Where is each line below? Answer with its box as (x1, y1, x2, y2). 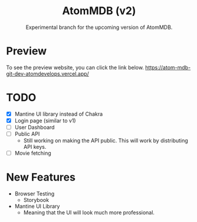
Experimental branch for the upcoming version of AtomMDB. (25, 24, 173, 31)
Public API (14, 130, 40, 137)
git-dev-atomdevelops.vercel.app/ (6, 70, 90, 77)
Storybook (23, 197, 49, 204)
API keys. (23, 143, 47, 151)
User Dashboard (14, 123, 55, 130)
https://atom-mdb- (145, 64, 191, 71)
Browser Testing (14, 190, 55, 197)
